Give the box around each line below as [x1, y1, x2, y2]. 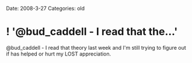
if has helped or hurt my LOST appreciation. [6, 50, 111, 57]
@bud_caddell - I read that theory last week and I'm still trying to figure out [6, 44, 186, 51]
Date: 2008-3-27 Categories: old [6, 5, 85, 12]
